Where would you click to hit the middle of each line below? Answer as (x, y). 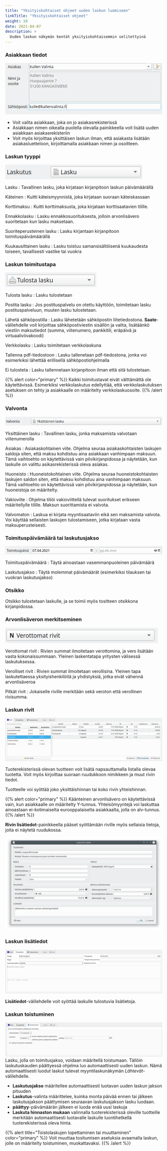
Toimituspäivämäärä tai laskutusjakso (52, 538)
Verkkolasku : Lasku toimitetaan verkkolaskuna (53, 345)
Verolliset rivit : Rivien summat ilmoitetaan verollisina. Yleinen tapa (73, 671)
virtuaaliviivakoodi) (24, 336)
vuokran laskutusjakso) (29, 577)
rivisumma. (17, 697)
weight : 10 (16, 21)
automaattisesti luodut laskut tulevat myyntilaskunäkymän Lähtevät (74, 1071)
